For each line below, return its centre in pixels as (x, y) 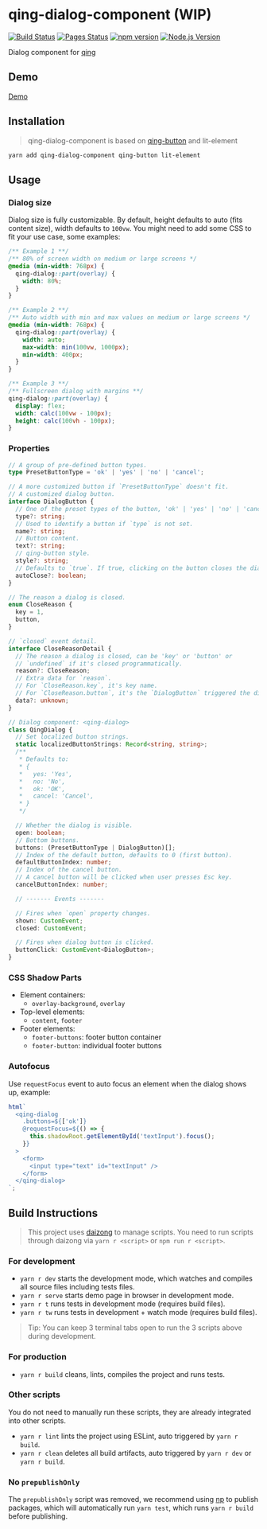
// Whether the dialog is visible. (74, 825)
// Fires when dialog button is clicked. (85, 942)
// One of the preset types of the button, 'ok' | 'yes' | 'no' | (128, 509)
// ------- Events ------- (60, 899)
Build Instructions (53, 1213)
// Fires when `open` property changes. (83, 913)
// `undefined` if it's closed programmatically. (99, 663)
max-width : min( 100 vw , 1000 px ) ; (76, 347)
